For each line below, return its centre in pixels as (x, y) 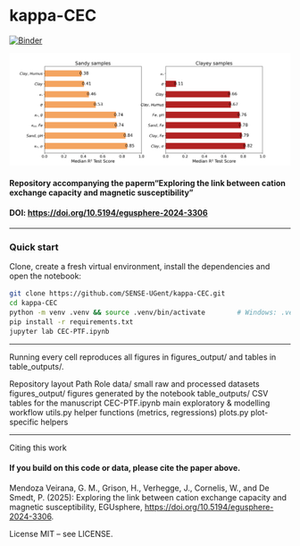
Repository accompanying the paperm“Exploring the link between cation (147, 183)
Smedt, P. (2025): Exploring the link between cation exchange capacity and (148, 497)
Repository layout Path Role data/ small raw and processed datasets (135, 384)
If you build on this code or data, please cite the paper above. (125, 468)
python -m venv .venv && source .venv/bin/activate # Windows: (143, 313)
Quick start (34, 247)
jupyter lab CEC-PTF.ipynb (59, 331)
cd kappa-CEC (33, 303)
